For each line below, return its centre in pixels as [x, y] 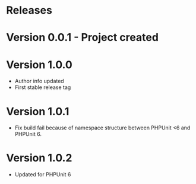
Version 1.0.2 [39, 158]
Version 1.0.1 [38, 111]
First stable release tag [43, 87]
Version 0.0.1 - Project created [83, 38]
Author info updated [39, 81]
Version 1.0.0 [39, 64]
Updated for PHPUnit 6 [43, 175]
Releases [29, 10]
